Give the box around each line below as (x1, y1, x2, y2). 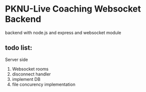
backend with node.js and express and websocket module (5, 30, 121, 35)
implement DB (12, 76, 41, 82)
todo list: (5, 44, 32, 52)
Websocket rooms (12, 66, 49, 72)
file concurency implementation (12, 81, 76, 87)
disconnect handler (12, 71, 51, 77)
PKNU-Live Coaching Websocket (5, 3, 141, 15)
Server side (5, 57, 28, 62)
